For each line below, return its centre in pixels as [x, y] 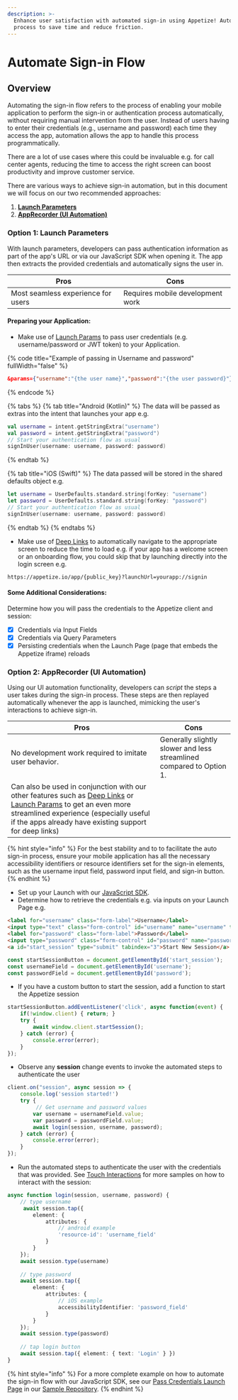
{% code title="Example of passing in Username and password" [101, 358]
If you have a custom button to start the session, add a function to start [121, 987]
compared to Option [193, 766]
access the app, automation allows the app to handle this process [103, 136]
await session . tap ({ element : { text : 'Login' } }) [98, 1354]
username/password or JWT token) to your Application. [99, 344]
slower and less [186, 748]
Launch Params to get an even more [71, 804]
